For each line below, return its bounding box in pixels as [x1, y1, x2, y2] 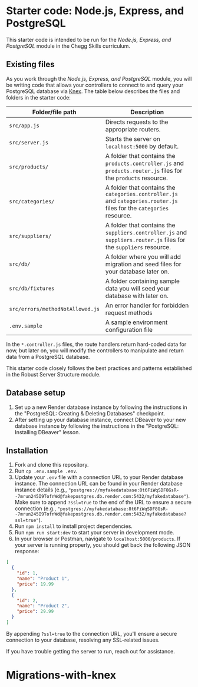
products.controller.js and [105, 159, 184, 167]
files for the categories [105, 204, 169, 212]
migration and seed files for [105, 260, 181, 268]
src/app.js [9, 122, 39, 129]
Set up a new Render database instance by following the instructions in [14, 404, 187, 411]
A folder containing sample [105, 277, 180, 285]
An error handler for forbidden [105, 301, 189, 309]
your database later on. [105, 267, 170, 275]
